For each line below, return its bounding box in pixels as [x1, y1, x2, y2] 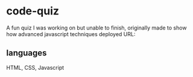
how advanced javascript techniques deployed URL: [6, 30, 136, 37]
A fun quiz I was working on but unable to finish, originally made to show [6, 24, 187, 31]
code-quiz [6, 4, 59, 18]
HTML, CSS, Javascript [6, 64, 65, 71]
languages [6, 48, 47, 58]
